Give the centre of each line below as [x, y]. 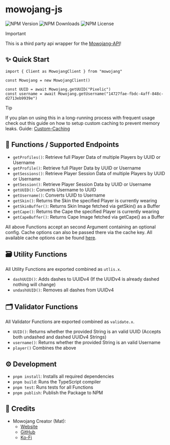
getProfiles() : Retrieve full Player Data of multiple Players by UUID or [87, 157]
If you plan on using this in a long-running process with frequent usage [80, 118]
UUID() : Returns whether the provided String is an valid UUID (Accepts [87, 332]
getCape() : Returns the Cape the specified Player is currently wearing [86, 211]
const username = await [31, 94]
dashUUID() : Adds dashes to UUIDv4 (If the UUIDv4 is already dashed [86, 279]
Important [16, 33]
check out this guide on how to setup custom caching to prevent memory [83, 123]
